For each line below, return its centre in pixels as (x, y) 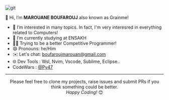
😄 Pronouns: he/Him (34, 48)
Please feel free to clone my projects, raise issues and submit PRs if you (84, 81)
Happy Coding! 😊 (84, 92)
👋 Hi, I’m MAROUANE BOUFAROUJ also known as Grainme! (67, 17)
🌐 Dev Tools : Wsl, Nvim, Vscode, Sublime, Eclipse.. (66, 61)
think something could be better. (84, 87)
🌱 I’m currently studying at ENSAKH (50, 38)
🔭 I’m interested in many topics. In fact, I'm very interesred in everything (87, 27)
